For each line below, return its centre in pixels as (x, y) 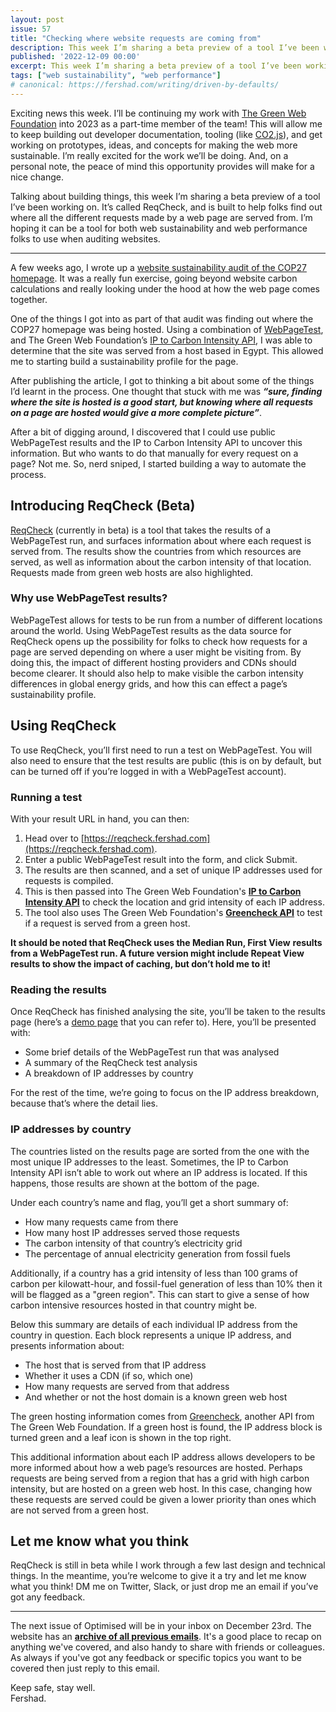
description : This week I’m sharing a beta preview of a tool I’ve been (165, 47)
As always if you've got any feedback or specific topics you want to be (156, 1658)
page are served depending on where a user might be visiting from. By (156, 652)
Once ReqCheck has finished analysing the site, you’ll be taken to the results (168, 1012)
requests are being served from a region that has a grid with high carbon (160, 1478)
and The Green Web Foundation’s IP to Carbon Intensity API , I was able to (161, 340)
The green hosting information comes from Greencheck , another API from (162, 1416)
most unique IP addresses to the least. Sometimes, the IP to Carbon (149, 1162)
